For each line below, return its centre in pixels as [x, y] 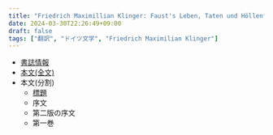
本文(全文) [37, 73]
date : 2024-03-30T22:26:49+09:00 [65, 23]
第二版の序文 [54, 113]
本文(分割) [37, 82]
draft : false [30, 31]
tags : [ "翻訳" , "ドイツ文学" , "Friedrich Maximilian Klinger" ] [113, 38]
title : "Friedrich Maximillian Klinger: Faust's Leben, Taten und [123, 16]
